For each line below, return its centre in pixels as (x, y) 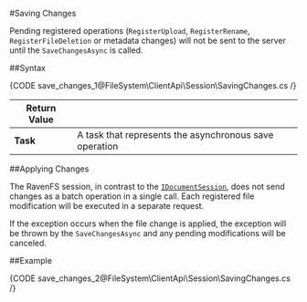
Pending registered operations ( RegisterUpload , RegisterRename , (130, 31)
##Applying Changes (49, 169)
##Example (31, 260)
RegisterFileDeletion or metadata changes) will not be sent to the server (148, 41)
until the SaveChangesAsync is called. (76, 50)
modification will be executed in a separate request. (107, 206)
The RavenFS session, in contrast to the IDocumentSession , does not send (147, 187)
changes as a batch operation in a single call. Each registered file (132, 196)
